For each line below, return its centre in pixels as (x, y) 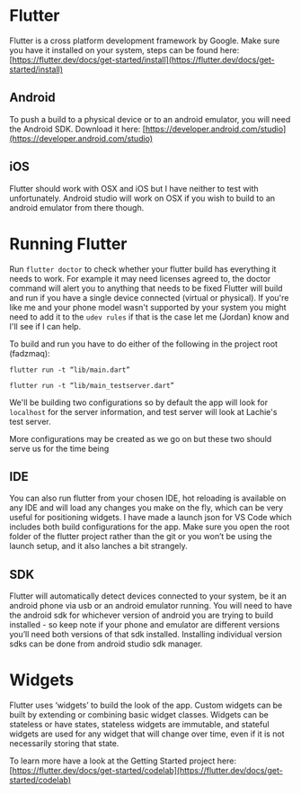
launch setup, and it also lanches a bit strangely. (98, 546)
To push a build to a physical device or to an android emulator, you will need (150, 119)
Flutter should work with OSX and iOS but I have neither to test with (134, 188)
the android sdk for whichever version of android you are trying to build (142, 615)
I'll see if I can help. (45, 326)
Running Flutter (68, 244)
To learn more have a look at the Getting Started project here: (123, 761)
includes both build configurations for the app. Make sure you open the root (150, 527)
